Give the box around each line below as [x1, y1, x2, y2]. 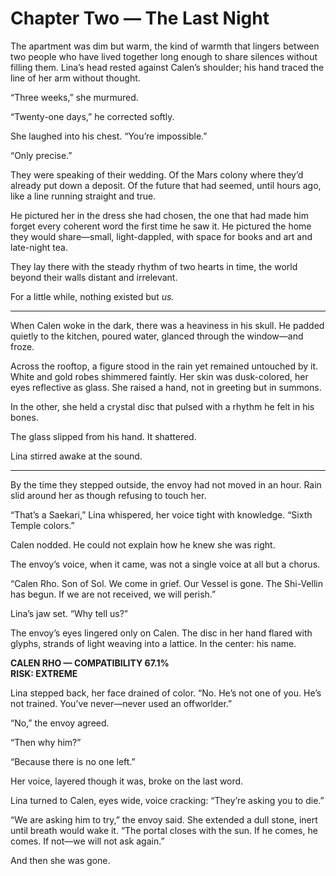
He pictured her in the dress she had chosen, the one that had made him [10, 209, 309, 221]
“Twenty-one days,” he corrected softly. [10, 110, 175, 122]
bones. [10, 411, 39, 423]
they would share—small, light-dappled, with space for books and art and [10, 230, 313, 242]
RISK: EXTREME [10, 667, 78, 679]
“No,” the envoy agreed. [10, 717, 110, 729]
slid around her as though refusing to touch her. [10, 489, 207, 501]
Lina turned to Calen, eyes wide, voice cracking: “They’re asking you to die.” [10, 794, 325, 806]
